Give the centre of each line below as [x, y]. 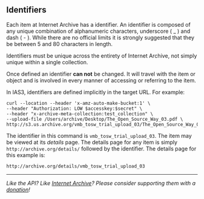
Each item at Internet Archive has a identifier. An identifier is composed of [99, 24]
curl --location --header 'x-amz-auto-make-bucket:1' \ [78, 103]
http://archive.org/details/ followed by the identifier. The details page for [101, 149]
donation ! [18, 189]
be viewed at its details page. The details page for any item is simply [92, 142]
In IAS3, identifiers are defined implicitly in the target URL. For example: [96, 92]
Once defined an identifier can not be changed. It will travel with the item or [101, 74]
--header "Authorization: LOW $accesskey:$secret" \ [74, 109]
